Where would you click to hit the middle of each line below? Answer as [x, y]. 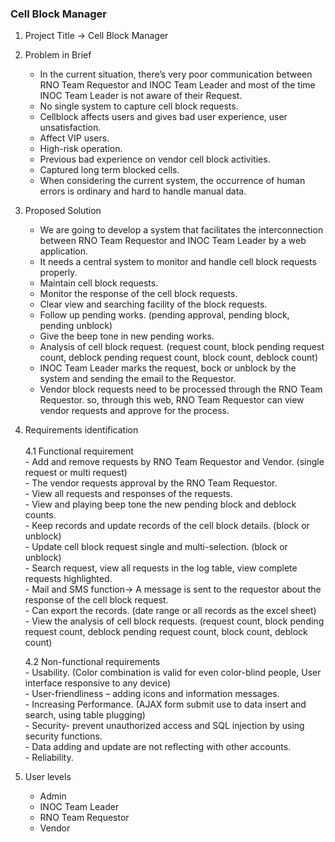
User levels [48, 777]
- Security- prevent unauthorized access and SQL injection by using [164, 726]
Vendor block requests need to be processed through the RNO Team [181, 389]
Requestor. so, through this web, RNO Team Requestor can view [172, 400]
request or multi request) [76, 473]
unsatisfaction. [70, 128]
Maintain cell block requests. [99, 283]
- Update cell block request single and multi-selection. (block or [156, 547]
